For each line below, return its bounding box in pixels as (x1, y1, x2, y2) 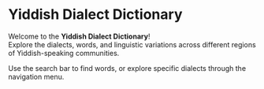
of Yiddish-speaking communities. (8, 48, 120, 57)
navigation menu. (8, 72, 65, 81)
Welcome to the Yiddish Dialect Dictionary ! (8, 32, 151, 41)
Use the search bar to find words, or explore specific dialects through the (8, 63, 247, 72)
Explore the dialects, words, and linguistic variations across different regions (8, 39, 256, 49)
